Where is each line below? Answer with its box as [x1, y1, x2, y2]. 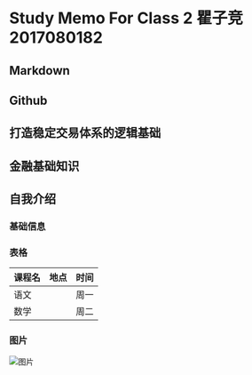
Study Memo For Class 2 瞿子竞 [9, 8, 244, 28]
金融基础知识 [9, 158, 80, 173]
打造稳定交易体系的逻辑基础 [9, 125, 161, 140]
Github [9, 92, 48, 108]
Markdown [9, 63, 71, 78]
